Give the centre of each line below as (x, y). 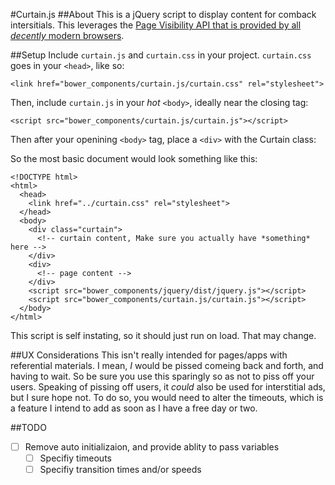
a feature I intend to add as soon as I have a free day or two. (134, 408)
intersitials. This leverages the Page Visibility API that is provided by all (156, 25)
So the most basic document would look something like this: (134, 158)
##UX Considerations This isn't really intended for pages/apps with (149, 355)
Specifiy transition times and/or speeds (120, 470)
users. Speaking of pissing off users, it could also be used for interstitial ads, (168, 387)
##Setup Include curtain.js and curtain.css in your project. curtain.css (161, 55)
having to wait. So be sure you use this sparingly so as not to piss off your (162, 376)
